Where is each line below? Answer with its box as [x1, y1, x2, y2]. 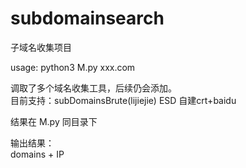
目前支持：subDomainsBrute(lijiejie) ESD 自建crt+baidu [10, 94, 237, 106]
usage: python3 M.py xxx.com [10, 61, 136, 73]
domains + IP [10, 148, 65, 160]
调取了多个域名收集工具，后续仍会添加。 [10, 82, 177, 94]
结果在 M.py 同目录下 [10, 115, 98, 127]
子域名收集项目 [10, 41, 72, 53]
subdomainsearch [10, 7, 165, 30]
